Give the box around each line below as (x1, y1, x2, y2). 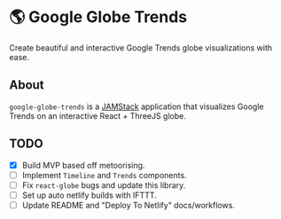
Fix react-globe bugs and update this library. (21, 179, 186, 191)
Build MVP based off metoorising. (21, 160, 145, 170)
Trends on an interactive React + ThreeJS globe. (9, 110, 186, 121)
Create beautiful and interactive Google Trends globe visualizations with (9, 42, 273, 53)
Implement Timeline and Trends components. (21, 169, 188, 180)
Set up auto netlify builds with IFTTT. (21, 190, 157, 200)
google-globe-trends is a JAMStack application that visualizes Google (9, 101, 264, 112)
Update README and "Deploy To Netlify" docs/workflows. (21, 199, 235, 210)
